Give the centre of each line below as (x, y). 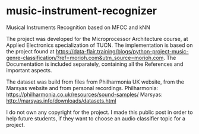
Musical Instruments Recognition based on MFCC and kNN (78, 27)
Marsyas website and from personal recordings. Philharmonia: (82, 88)
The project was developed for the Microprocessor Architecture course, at (97, 39)
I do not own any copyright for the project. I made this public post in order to (99, 112)
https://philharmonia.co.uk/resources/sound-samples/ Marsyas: (84, 94)
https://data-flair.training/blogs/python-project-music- (122, 51)
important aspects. (29, 70)
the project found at (30, 51)
